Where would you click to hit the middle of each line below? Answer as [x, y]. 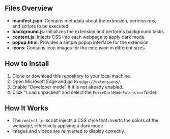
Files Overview [29, 8]
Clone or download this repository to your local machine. [72, 76]
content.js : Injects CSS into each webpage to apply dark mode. [79, 37]
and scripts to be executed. [41, 26]
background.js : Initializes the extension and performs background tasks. [89, 31]
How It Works [27, 108]
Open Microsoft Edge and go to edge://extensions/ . [67, 81]
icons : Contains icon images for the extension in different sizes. [79, 47]
